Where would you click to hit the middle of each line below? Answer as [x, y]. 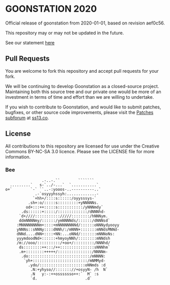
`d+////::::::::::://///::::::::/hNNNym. [63, 216]
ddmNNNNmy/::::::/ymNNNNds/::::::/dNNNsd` [64, 220]
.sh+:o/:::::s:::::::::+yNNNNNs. [63, 203]
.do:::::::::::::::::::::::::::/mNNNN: [63, 256]
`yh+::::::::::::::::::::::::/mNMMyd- [65, 261]
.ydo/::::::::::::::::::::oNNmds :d [67, 265]
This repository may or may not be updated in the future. [65, 33]
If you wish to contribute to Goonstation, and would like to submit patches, [83, 107]
